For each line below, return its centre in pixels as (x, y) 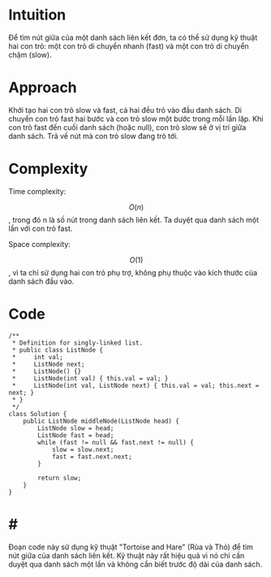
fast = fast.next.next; (92, 457)
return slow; (60, 478)
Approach (43, 88)
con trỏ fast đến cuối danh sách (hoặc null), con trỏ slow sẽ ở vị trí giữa (127, 127)
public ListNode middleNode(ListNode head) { (101, 421)
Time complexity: (37, 191)
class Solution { (38, 414)
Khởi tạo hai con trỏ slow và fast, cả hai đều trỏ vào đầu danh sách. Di (125, 110)
